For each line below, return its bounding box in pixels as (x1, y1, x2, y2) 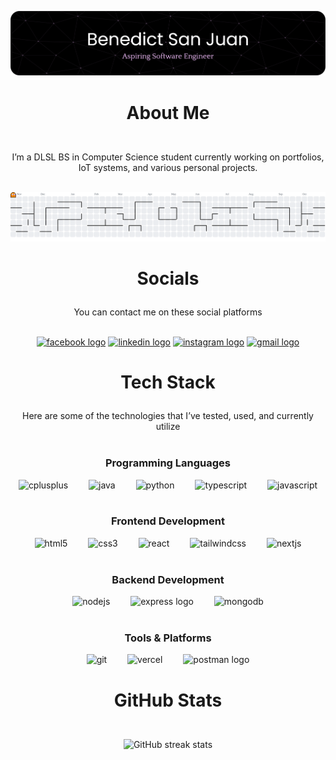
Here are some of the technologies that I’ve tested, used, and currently (22, 410, 314, 422)
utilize (155, 421, 181, 433)
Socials (136, 267, 200, 290)
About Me (126, 101, 210, 124)
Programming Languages (104, 456, 232, 470)
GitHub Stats (113, 689, 223, 711)
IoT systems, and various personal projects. (78, 161, 258, 173)
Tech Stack (120, 371, 216, 394)
